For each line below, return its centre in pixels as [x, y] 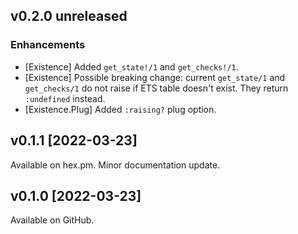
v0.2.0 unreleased [69, 16]
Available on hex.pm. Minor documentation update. [115, 165]
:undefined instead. [65, 98]
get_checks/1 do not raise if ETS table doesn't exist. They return [156, 88]
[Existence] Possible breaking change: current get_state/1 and [155, 77]
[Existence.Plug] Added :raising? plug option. [120, 109]
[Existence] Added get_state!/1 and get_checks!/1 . [131, 66]
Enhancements [48, 45]
